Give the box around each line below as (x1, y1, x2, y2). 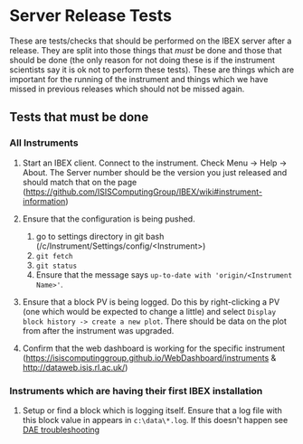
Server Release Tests (9, 5, 172, 26)
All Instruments (9, 137, 79, 149)
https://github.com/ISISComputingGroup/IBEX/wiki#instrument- (25, 186, 263, 197)
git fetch (35, 251, 74, 260)
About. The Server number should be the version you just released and (22, 166, 288, 177)
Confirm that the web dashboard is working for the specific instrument (22, 343, 286, 354)
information (22, 195, 66, 206)
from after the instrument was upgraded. (22, 325, 175, 335)
